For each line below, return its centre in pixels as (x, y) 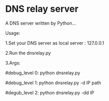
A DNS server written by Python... (41, 23)
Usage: (13, 33)
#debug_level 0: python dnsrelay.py (43, 73)
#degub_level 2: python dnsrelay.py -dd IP (50, 92)
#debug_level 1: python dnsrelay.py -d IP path (53, 83)
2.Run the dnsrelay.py (28, 53)
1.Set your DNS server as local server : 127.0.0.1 (55, 43)
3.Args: (13, 63)
